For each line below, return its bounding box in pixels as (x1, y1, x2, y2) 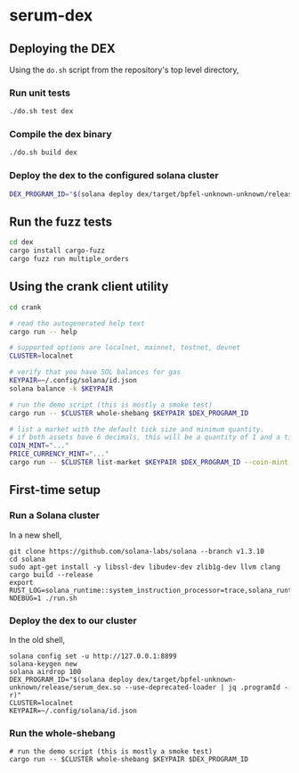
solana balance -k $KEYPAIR (9, 384, 114, 393)
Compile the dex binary (9, 128, 112, 141)
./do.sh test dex (9, 107, 74, 116)
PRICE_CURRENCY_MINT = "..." (9, 449, 109, 459)
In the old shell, (9, 634, 65, 645)
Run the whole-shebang (9, 727, 116, 739)
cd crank (9, 302, 42, 312)
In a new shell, (9, 530, 62, 540)
